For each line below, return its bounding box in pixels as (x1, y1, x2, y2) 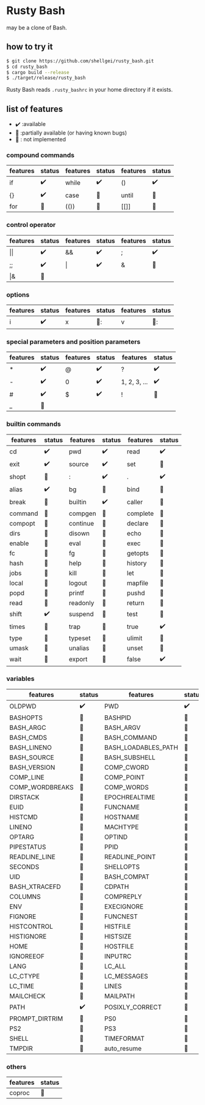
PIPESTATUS (9, 843, 46, 851)
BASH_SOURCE (9, 753, 54, 762)
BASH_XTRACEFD (9, 882, 61, 891)
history (127, 559, 147, 567)
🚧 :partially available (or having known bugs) (15, 129, 127, 136)
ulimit (127, 634, 143, 642)
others (6, 1062, 26, 1071)
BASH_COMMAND (104, 733, 157, 742)
